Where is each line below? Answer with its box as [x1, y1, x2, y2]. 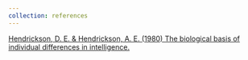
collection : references [8, 11, 89, 20]
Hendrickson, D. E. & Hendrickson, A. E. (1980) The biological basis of [8, 34, 240, 43]
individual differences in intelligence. [8, 42, 130, 52]
